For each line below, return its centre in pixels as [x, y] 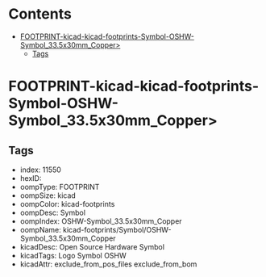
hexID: [31, 178]
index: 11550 [41, 170]
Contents [40, 14]
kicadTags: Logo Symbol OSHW [73, 255]
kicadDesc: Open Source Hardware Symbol [92, 246]
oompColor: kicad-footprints [67, 204]
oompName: [41, 229]
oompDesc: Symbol [53, 212]
